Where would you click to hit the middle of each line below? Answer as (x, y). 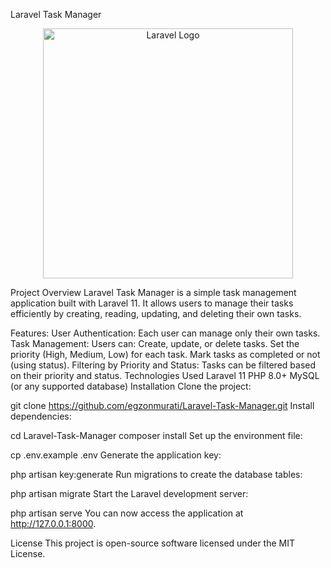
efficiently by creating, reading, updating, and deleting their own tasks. (156, 313)
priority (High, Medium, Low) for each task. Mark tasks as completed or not (165, 354)
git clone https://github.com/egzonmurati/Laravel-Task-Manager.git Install (162, 405)
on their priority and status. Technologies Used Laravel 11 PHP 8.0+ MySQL (165, 375)
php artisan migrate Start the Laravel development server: (129, 493)
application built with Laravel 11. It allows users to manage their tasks (152, 303)
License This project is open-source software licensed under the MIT (152, 543)
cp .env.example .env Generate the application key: (116, 455)
